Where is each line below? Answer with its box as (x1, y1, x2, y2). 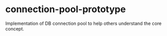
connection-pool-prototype (5, 4, 126, 15)
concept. (5, 25, 25, 31)
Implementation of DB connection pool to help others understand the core (5, 20, 162, 26)
